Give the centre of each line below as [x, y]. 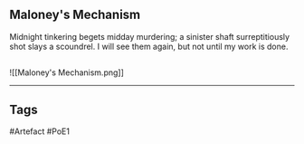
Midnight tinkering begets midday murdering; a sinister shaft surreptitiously [150, 36]
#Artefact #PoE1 [40, 131]
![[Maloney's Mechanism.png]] [67, 72]
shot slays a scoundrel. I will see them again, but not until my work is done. [149, 46]
